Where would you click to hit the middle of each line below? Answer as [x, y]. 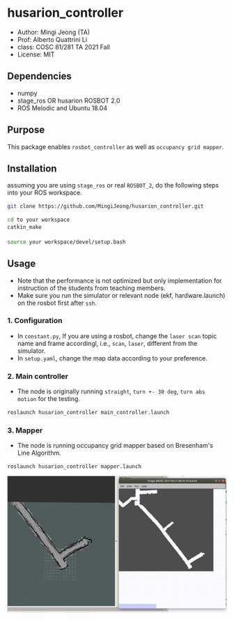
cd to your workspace [39, 220]
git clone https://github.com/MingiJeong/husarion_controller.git [106, 206]
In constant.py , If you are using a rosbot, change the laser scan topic [117, 335]
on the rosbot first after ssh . [57, 303]
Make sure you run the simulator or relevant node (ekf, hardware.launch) [121, 295]
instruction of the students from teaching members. [91, 288]
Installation [32, 168]
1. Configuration [35, 321]
